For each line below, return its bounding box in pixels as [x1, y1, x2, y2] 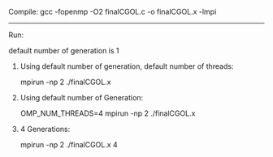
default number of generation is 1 [8, 46, 119, 55]
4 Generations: [19, 125, 71, 134]
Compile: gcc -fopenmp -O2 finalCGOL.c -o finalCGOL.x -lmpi [8, 7, 217, 16]
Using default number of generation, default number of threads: [19, 62, 234, 71]
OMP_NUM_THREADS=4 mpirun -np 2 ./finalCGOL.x [19, 108, 196, 118]
